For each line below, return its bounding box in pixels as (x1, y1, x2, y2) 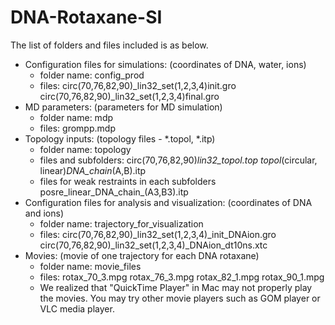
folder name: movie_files (39, 260, 142, 272)
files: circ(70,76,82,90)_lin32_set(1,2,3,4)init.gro (39, 79, 237, 91)
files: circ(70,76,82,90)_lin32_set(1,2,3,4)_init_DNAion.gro (39, 228, 277, 240)
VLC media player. (39, 302, 115, 315)
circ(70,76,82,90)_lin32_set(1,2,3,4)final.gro (39, 90, 220, 102)
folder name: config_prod (39, 69, 145, 81)
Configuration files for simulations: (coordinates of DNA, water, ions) (24, 58, 307, 70)
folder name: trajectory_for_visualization (39, 217, 204, 230)
